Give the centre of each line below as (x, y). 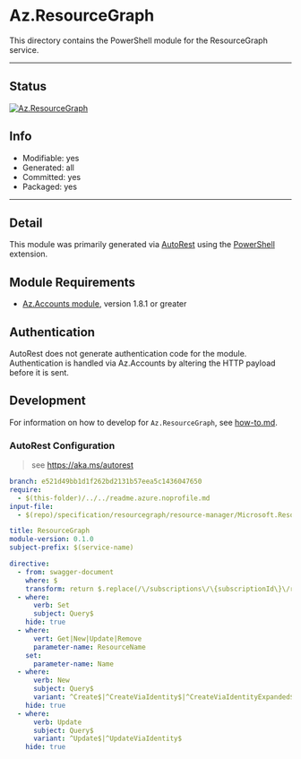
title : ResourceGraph (50, 531)
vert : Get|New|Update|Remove (87, 638)
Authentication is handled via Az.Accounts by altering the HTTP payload (142, 363)
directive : (30, 564)
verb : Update (57, 722)
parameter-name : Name (73, 664)
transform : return (60, 589)
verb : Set (51, 606)
